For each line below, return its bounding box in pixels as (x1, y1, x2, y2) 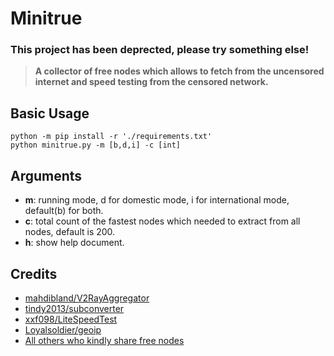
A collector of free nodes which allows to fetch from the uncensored (34, 65, 325, 77)
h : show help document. (24, 237, 125, 249)
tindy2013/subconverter (24, 302, 125, 314)
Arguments (10, 167, 83, 184)
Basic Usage (10, 105, 90, 122)
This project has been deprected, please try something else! (10, 43, 310, 57)
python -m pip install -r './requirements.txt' (10, 132, 213, 142)
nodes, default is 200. (24, 226, 116, 238)
